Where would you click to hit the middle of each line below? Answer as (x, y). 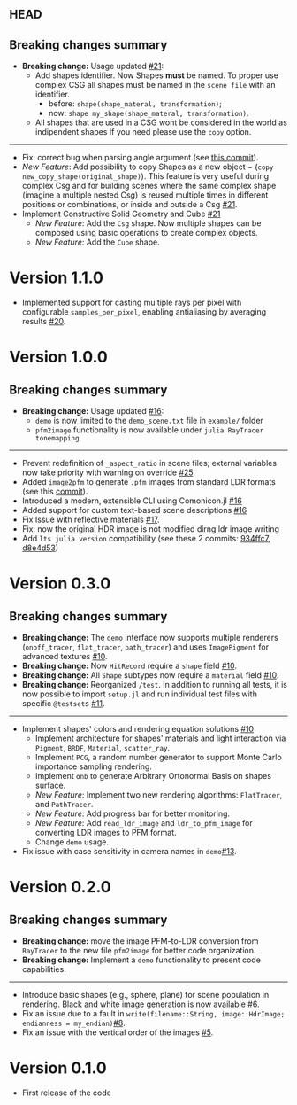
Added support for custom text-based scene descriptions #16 (134, 510)
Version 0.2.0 (61, 887)
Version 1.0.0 (58, 357)
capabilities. (44, 969)
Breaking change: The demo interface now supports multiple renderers (150, 638)
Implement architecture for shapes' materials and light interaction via (160, 738)
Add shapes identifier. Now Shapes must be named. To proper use (156, 75)
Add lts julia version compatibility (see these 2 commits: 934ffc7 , (146, 539)
